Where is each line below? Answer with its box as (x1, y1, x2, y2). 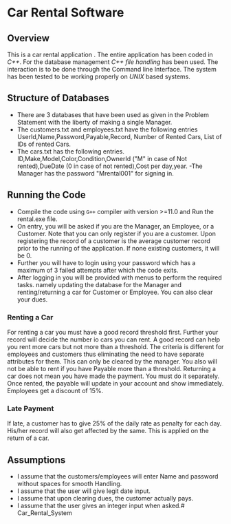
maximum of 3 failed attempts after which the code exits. (16, 266, 179, 274)
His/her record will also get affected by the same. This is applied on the (7, 427, 209, 435)
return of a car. (7, 434, 49, 442)
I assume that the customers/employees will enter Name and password (16, 472, 219, 481)
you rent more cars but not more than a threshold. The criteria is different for (7, 342, 224, 350)
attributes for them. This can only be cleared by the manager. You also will (7, 357, 218, 366)
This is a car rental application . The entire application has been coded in (7, 50, 213, 59)
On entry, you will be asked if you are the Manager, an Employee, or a (16, 222, 214, 230)
